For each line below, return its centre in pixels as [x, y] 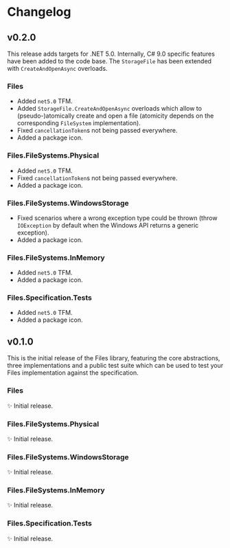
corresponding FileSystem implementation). [79, 123]
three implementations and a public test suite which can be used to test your [115, 366]
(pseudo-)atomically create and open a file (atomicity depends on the [115, 116]
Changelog [39, 12]
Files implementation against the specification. [73, 373]
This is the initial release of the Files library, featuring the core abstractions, [114, 358]
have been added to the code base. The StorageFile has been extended [109, 61]
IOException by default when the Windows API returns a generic [108, 225]
